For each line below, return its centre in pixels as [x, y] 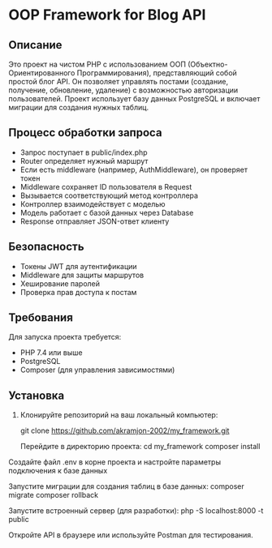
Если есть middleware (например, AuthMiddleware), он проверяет [134, 169]
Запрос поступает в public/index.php [84, 152]
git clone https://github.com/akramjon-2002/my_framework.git [125, 430]
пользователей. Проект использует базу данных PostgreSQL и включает [134, 98]
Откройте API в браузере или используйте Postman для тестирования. [131, 535]
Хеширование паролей [60, 283]
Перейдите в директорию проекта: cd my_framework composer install [140, 447]
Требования [41, 318]
